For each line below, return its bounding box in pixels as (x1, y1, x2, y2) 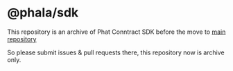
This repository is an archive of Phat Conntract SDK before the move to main (7, 28, 226, 36)
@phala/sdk (7, 5, 79, 21)
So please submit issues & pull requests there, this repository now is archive (7, 48, 225, 57)
